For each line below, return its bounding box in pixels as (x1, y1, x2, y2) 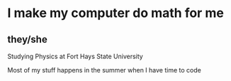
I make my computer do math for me (7, 5, 225, 21)
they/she (7, 33, 47, 45)
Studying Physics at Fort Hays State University (7, 52, 143, 60)
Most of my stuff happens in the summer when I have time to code (7, 66, 202, 74)
